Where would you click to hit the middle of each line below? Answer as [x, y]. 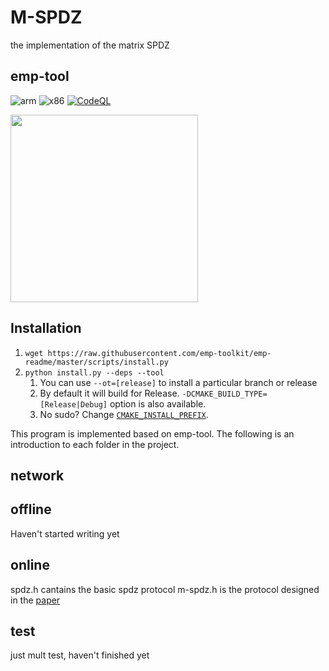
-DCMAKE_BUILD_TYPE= [224, 394]
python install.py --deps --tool [94, 372]
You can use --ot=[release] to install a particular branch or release [178, 382]
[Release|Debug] [73, 404]
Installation [46, 328]
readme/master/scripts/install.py [96, 362]
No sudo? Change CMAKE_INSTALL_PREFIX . [124, 414]
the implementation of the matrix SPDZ [90, 45]
